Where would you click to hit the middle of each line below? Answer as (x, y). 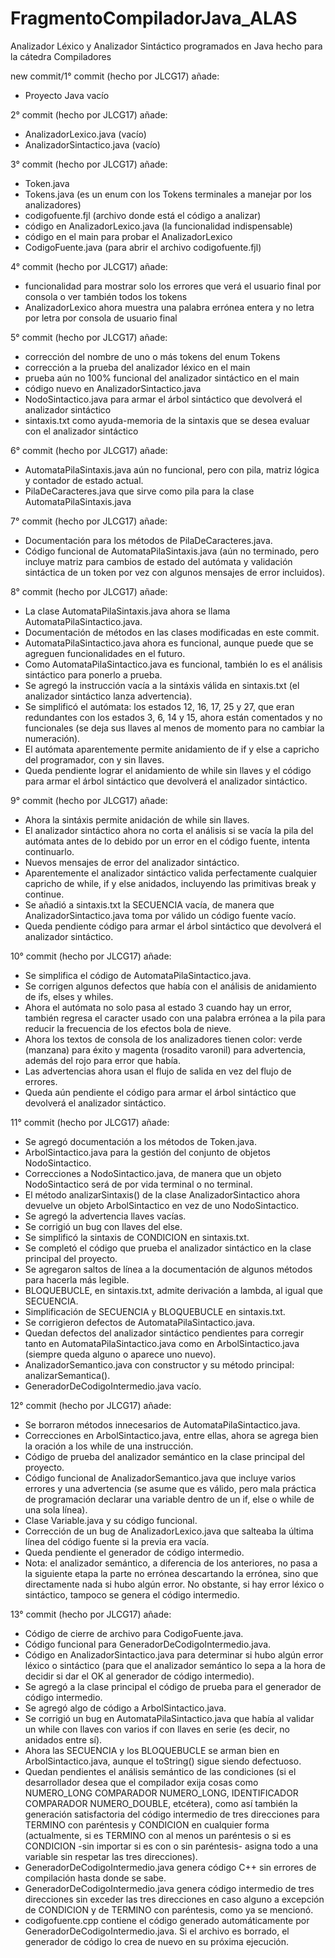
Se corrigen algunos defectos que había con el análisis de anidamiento (170, 986)
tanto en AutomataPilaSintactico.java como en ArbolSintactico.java (162, 1343)
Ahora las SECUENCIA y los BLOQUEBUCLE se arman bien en (152, 1750)
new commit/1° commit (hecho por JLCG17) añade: (115, 76)
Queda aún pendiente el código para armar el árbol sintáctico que (160, 1092)
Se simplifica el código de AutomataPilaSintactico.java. (138, 975)
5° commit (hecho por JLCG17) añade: (89, 337)
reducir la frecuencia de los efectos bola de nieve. (128, 1028)
